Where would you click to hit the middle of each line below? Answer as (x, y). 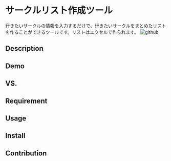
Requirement (26, 101)
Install (15, 136)
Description (24, 48)
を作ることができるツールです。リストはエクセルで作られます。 (72, 32)
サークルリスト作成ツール (59, 11)
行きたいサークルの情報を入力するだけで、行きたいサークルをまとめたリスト (86, 26)
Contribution (26, 153)
